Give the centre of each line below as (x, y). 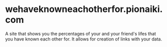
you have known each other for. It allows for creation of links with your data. (83, 39)
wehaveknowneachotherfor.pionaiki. (84, 9)
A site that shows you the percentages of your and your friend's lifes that (81, 33)
